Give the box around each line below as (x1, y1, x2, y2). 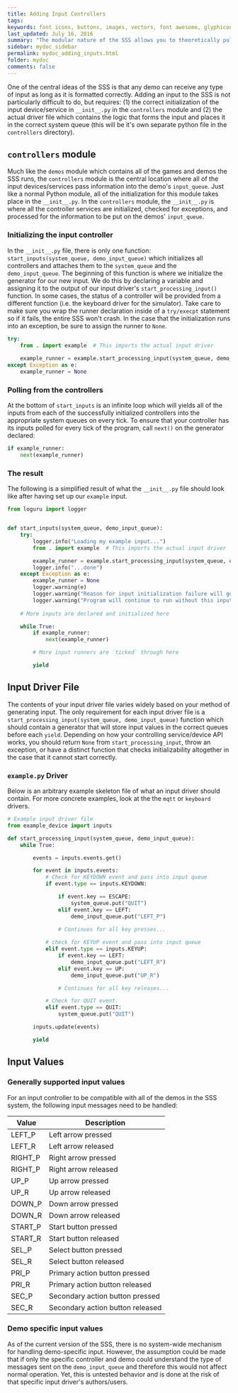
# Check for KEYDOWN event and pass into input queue (45, 874, 208, 881)
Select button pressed (48, 1245, 123, 1255)
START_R (11, 1233, 42, 1243)
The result (7, 468, 44, 478)
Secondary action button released (48, 1302, 162, 1312)
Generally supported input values (7, 1077, 125, 1087)
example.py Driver (7, 770, 69, 780)
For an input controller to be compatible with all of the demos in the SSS (7, 1093, 217, 1101)
